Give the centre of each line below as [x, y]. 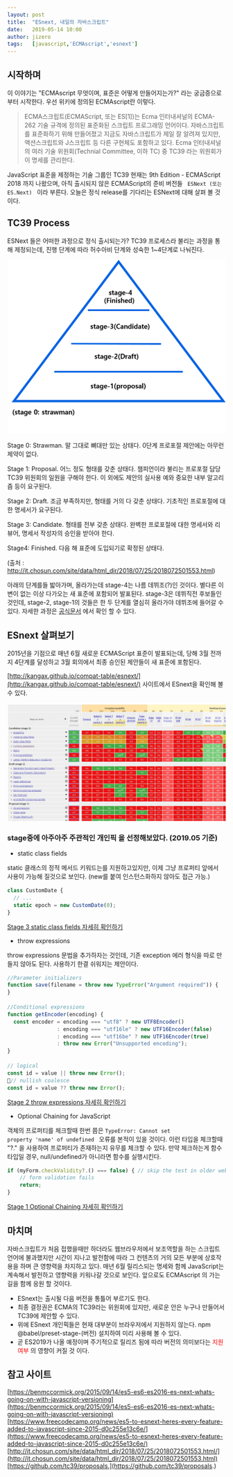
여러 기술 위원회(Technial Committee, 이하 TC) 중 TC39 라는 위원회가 [127, 151]
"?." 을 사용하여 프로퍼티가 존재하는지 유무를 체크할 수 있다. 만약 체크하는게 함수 [115, 1148]
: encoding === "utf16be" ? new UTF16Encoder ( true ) [133, 1036]
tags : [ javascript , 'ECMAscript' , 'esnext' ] [72, 44]
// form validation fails [57, 1178]
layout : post [26, 15]
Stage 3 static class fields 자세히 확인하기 [65, 926]
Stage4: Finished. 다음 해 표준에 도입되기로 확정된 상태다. [86, 548]
